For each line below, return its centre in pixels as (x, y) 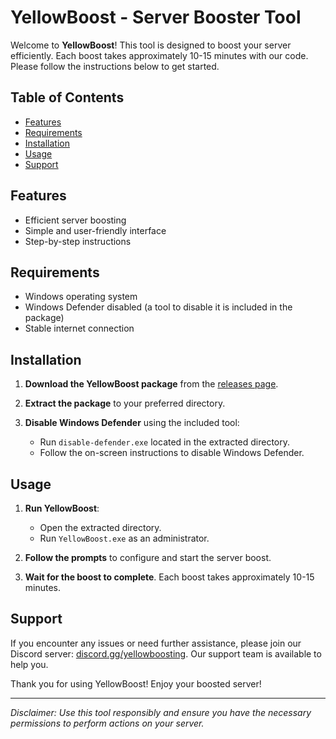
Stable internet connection (79, 328)
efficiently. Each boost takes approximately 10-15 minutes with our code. (159, 55)
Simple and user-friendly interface (95, 230)
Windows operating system (81, 297)
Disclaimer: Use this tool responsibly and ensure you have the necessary (161, 712)
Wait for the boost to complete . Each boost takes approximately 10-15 (169, 577)
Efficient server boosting (75, 220)
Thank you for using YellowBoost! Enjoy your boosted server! (136, 683)
